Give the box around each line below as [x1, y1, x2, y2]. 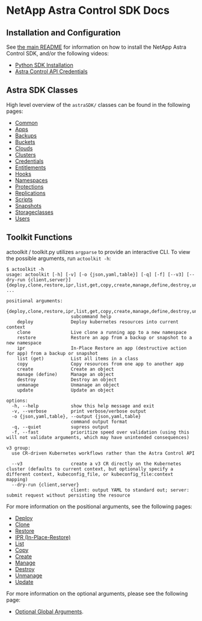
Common [14, 119, 38, 126]
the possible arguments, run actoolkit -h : [6, 255, 111, 262]
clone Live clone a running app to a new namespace [17, 329, 187, 335]
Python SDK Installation [14, 61, 73, 68]
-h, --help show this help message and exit [11, 403, 155, 409]
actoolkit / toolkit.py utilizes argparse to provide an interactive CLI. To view [6, 248, 191, 255]
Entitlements [14, 163, 46, 171]
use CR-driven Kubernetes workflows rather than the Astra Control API [11, 450, 195, 456]
